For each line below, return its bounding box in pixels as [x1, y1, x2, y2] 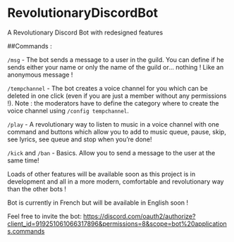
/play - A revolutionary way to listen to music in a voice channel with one [7, 120, 220, 128]
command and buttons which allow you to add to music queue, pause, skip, [7, 127, 227, 136]
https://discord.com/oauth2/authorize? [83, 212, 196, 220]
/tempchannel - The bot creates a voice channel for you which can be [7, 84, 208, 92]
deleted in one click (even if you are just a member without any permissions [7, 91, 227, 100]
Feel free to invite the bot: [7, 212, 82, 220]
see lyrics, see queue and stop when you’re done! [7, 135, 153, 144]
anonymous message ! [7, 70, 73, 79]
